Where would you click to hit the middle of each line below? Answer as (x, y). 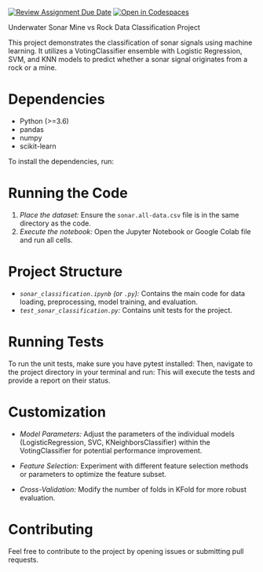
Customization (57, 412)
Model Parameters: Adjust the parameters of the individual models (127, 434)
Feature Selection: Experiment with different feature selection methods (134, 466)
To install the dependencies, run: (61, 161)
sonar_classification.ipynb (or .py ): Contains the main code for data (132, 293)
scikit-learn (38, 146)
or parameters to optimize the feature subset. (93, 474)
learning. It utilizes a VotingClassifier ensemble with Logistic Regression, (125, 51)
